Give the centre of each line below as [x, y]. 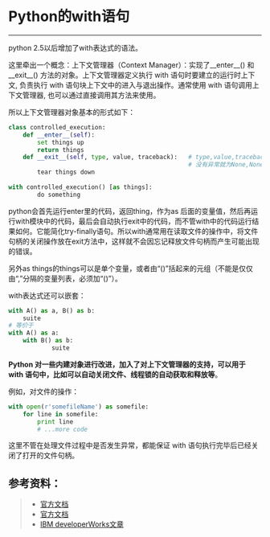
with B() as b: [48, 341]
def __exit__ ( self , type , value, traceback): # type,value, [129, 158]
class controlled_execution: [57, 127]
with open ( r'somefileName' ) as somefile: [79, 407]
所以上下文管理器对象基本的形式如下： [72, 112]
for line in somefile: [61, 414]
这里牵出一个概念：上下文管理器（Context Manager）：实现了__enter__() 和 [131, 64]
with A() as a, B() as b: [51, 310]
